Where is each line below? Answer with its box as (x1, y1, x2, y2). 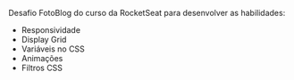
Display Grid (21, 35, 67, 44)
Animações (21, 53, 63, 63)
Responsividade (21, 25, 81, 35)
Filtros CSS (21, 62, 63, 73)
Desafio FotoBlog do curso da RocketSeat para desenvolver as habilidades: (8, 8, 286, 18)
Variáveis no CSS (21, 44, 86, 54)
